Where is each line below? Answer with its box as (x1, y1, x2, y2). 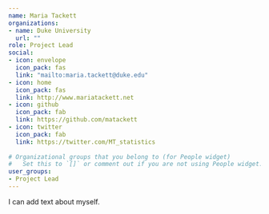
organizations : (8, 19, 59, 27)
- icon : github (8, 101, 59, 109)
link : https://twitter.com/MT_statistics (15, 137, 156, 146)
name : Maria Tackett (8, 11, 78, 20)
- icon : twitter (8, 123, 62, 131)
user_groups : (8, 168, 52, 176)
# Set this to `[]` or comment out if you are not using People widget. (8, 160, 263, 168)
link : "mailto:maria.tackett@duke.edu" (15, 71, 149, 79)
